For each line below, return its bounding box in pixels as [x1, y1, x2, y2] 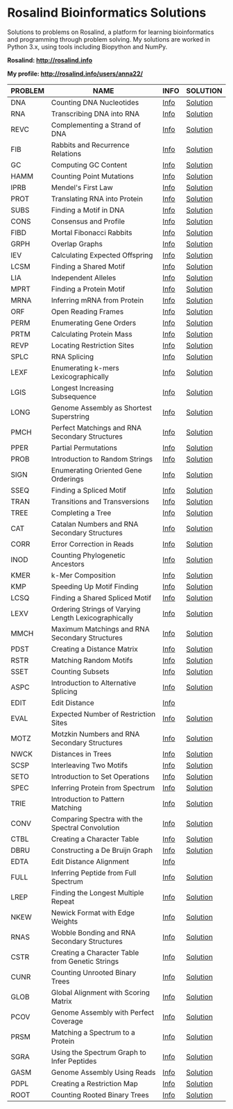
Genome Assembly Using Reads [51, 1067, 156, 1077]
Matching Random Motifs [51, 655, 133, 665]
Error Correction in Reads [51, 539, 134, 549]
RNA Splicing [51, 352, 94, 362]
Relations [51, 149, 82, 158]
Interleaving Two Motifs [51, 760, 128, 770]
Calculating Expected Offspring [51, 250, 153, 260]
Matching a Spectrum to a [51, 1027, 135, 1037]
